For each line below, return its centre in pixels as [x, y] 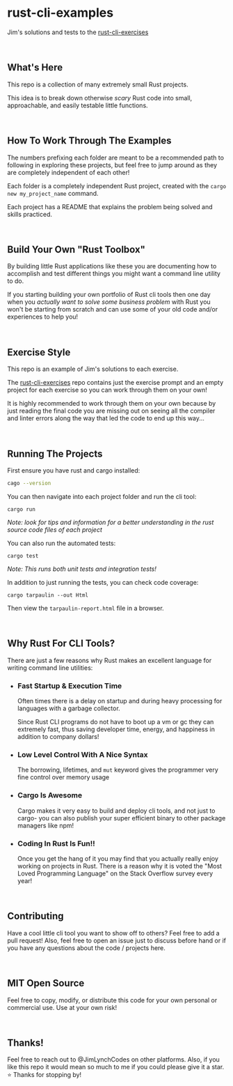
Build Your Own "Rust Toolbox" [77, 249]
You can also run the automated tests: [62, 543]
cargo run [22, 509]
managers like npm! [46, 825]
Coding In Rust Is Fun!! [56, 843]
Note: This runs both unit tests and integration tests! [82, 569]
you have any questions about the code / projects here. [86, 948]
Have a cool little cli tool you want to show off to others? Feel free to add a [114, 933]
